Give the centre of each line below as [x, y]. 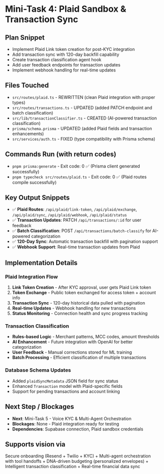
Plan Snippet [25, 37]
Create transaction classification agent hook [57, 59]
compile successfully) [34, 182]
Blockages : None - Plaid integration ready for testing [66, 424]
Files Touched [27, 85]
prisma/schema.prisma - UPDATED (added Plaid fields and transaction [82, 128]
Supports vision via [35, 444]
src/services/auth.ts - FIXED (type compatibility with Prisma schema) [84, 139]
